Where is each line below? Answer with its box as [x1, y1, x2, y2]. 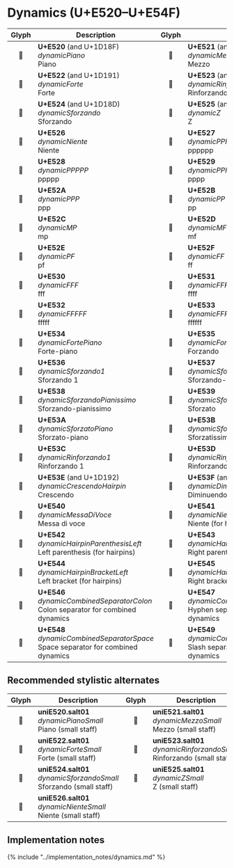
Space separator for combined [38, 642, 138, 652]
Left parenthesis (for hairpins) [38, 547, 136, 557]
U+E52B [187, 185, 216, 195]
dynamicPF [38, 251, 75, 261]
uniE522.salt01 [38, 736, 90, 745]
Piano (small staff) [38, 724, 97, 734]
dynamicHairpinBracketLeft [38, 567, 129, 577]
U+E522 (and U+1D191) [38, 70, 120, 80]
